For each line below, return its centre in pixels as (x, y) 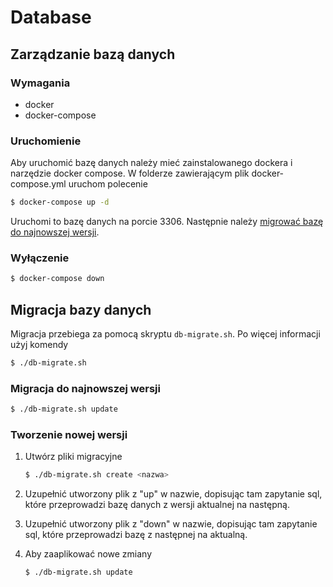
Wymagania (40, 83)
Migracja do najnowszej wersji (85, 388)
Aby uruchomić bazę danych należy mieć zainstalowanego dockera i (151, 163)
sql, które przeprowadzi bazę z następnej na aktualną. (136, 535)
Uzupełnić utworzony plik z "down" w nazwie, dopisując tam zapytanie (171, 524)
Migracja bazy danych (81, 309)
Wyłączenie (40, 258)
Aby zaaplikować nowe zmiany (88, 554)
